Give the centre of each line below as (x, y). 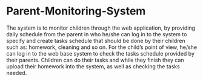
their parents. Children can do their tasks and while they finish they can (95, 60)
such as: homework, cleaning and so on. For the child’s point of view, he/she (102, 47)
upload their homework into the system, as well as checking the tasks (93, 66)
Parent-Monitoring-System (76, 11)
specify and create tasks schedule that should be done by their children (96, 40)
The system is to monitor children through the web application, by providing (101, 28)
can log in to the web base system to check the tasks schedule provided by (101, 53)
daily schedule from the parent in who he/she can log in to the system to (97, 34)
